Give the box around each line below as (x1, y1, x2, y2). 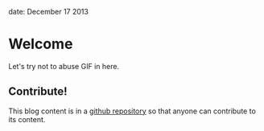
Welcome (8, 35, 73, 53)
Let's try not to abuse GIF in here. (8, 61, 119, 71)
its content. (8, 114, 46, 124)
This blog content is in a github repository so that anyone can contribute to (8, 106, 256, 116)
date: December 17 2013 (8, 7, 89, 16)
